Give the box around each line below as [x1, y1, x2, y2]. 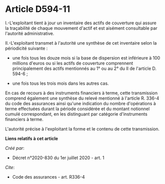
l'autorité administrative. [5, 30, 54, 36]
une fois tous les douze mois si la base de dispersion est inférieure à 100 [12, 55, 161, 61]
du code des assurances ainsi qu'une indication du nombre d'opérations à [5, 100, 156, 106]
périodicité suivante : [5, 45, 48, 51]
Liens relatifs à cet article [5, 135, 58, 141]
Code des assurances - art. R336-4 [12, 174, 85, 180]
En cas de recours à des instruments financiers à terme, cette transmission [5, 90, 158, 96]
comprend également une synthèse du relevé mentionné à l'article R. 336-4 [5, 95, 160, 101]
